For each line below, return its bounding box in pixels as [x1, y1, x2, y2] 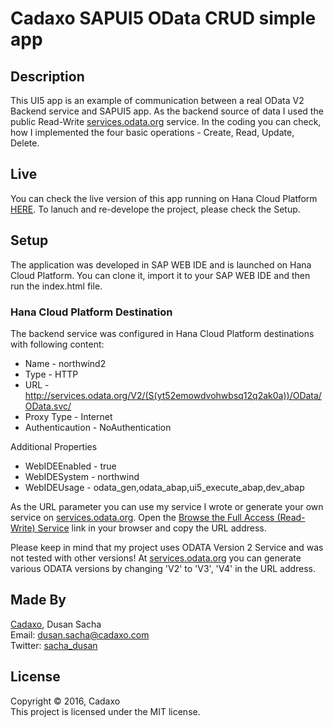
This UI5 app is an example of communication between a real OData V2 [10, 95, 305, 106]
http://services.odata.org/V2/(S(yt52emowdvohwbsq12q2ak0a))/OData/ [24, 389, 322, 401]
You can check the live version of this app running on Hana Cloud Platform [10, 192, 318, 204]
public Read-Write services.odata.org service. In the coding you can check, [10, 116, 322, 127]
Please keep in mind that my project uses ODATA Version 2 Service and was [10, 541, 324, 553]
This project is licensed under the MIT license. [10, 705, 201, 717]
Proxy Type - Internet [24, 410, 113, 422]
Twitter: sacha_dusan [10, 639, 98, 651]
